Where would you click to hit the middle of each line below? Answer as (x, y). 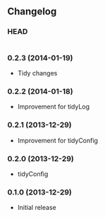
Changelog (32, 12)
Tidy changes (37, 73)
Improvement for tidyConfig (58, 140)
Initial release (37, 208)
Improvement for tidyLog (54, 107)
